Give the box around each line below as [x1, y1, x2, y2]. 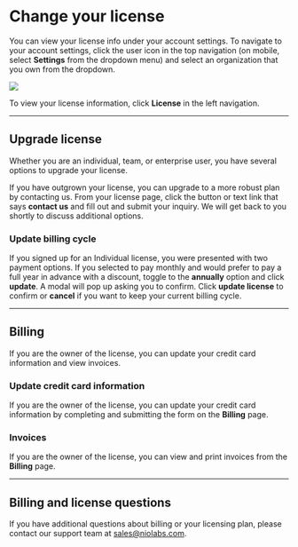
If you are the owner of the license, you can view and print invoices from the [9, 451, 288, 463]
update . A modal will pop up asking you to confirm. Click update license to [9, 281, 284, 292]
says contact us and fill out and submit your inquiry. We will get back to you [9, 201, 286, 211]
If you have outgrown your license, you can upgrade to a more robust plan [9, 182, 280, 193]
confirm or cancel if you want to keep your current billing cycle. [9, 290, 242, 301]
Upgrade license [9, 131, 102, 147]
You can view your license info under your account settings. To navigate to [9, 36, 282, 46]
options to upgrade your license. [9, 164, 129, 175]
